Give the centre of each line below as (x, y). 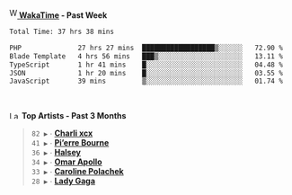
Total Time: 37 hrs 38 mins (62, 31)
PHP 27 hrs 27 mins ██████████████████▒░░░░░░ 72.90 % (146, 48)
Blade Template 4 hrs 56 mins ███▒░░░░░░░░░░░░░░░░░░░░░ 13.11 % (146, 56)
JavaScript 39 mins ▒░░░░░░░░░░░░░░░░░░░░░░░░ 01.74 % (146, 81)
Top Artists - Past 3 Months (74, 116)
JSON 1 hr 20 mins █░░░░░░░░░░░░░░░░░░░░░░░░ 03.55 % (146, 73)
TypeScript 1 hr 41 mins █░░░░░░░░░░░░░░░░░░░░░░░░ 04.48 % (146, 65)
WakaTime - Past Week (63, 15)
